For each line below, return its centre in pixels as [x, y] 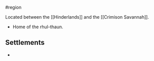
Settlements [25, 43]
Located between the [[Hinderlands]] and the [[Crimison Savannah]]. [77, 17]
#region [13, 7]
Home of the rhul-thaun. [38, 27]
